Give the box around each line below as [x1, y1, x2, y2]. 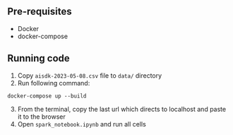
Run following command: [17, 78, 90, 87]
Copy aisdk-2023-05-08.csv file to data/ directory [17, 71, 162, 80]
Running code [7, 52, 71, 64]
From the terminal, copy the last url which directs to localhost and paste [17, 105, 227, 113]
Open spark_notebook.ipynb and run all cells [17, 119, 146, 128]
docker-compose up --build [7, 92, 87, 100]
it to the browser [17, 112, 66, 121]
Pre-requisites [7, 6, 72, 18]
